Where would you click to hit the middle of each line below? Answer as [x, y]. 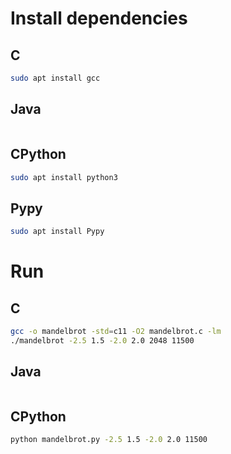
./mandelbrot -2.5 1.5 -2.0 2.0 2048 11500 [102, 340]
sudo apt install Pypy [57, 232]
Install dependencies [99, 18]
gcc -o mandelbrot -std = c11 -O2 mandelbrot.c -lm [116, 332]
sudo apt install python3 [64, 177]
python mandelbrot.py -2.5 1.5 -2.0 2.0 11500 [109, 440]
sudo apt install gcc [55, 78]
